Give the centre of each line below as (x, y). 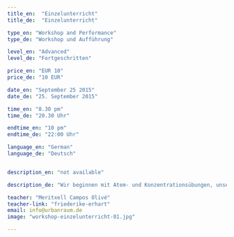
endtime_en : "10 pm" (37, 128)
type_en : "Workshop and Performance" (62, 33)
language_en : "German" (40, 147)
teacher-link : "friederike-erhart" (59, 204)
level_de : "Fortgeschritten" (49, 59)
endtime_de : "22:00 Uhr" (43, 135)
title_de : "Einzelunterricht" (53, 20)
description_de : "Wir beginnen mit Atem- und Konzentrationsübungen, (110, 185)
